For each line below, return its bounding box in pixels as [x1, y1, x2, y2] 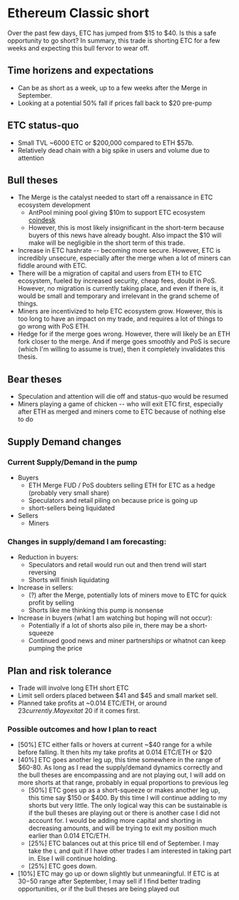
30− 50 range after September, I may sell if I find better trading [17, 877, 201, 886]
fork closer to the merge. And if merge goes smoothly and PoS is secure [17, 337, 230, 346]
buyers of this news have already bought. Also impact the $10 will [28, 231, 222, 240]
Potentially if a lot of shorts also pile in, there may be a [28, 621, 188, 630]
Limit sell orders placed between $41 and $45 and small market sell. [17, 691, 218, 699]
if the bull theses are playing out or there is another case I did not [28, 809, 220, 817]
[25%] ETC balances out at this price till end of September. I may [28, 839, 220, 848]
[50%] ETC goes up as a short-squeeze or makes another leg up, [28, 786, 220, 794]
